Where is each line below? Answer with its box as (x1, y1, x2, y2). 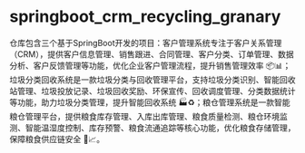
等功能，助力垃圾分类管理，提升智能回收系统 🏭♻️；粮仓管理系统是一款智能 (9, 97, 290, 108)
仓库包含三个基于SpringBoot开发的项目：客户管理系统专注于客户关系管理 (9, 37, 282, 48)
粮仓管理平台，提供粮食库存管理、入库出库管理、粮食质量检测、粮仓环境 (9, 110, 280, 121)
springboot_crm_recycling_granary (9, 6, 281, 27)
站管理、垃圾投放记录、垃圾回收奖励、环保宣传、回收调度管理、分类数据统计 (9, 85, 296, 96)
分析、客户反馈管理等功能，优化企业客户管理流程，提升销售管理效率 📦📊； (9, 60, 291, 71)
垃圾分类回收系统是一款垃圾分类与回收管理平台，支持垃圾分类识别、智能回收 (9, 74, 296, 85)
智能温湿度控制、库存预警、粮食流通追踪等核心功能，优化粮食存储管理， (25, 122, 296, 133)
